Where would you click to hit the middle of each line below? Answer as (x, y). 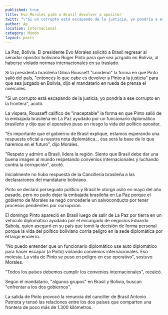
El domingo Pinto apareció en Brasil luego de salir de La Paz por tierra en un (83, 215)
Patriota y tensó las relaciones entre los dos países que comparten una (78, 302)
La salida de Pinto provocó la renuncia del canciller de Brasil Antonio (76, 296)
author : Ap (16, 24)
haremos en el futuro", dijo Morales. (42, 144)
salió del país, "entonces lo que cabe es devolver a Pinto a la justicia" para (82, 78)
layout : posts (20, 38)
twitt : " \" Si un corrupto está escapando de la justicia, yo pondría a (81, 19)
